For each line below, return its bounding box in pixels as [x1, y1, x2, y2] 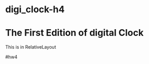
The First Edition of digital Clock [5, 27, 144, 39]
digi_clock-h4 [5, 4, 65, 15]
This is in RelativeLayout [5, 44, 56, 50]
